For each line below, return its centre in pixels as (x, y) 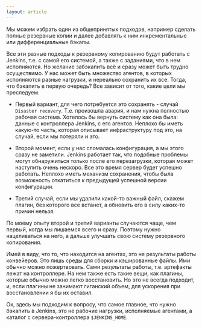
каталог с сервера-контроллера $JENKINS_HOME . (67, 317)
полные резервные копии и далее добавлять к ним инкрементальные (96, 35)
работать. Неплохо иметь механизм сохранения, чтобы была (94, 174)
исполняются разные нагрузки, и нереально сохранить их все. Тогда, (96, 79)
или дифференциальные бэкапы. (49, 42)
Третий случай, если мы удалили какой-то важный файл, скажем (99, 198)
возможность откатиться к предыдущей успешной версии (91, 180)
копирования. (24, 242)
